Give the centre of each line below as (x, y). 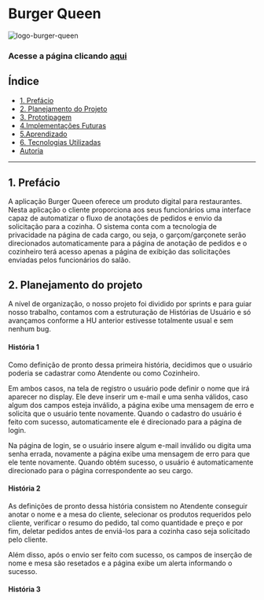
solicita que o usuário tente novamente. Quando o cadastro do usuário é (125, 413)
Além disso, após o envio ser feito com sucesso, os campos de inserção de (130, 554)
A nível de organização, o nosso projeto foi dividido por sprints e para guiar (130, 304)
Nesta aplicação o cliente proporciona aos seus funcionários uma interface (130, 210)
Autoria (31, 150)
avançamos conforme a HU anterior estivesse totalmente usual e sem (121, 320)
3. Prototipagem (46, 117)
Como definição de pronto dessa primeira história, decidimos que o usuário (130, 365)
